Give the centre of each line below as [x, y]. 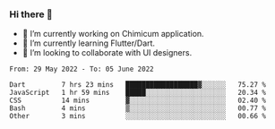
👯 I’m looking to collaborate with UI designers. [107, 53]
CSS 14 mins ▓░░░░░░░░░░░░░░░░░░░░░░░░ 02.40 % [138, 101]
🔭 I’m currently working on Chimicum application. [113, 34]
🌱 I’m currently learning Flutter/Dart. [88, 43]
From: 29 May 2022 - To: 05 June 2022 [82, 69]
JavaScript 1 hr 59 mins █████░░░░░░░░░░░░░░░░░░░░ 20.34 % [138, 93]
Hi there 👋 [31, 14]
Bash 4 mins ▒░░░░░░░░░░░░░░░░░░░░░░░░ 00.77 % [138, 108]
